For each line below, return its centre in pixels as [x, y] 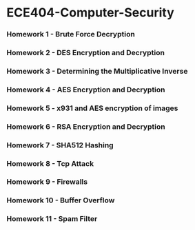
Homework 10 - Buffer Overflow [61, 200]
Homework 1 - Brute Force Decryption [71, 34]
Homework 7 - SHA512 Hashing [60, 145]
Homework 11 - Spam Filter [52, 219]
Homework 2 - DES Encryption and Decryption [85, 53]
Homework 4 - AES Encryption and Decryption [86, 90]
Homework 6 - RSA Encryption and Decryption [86, 127]
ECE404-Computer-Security [90, 13]
